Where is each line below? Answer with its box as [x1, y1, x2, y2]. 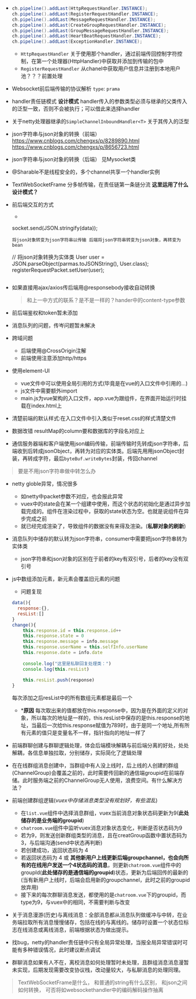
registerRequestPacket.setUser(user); [11, 266, 105, 274]
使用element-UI [11, 367, 50, 375]
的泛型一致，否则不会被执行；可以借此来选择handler [11, 105, 140, 112]
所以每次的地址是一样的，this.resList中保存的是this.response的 [31, 714, 185, 721]
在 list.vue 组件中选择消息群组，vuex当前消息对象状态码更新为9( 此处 [20, 809, 189, 816]
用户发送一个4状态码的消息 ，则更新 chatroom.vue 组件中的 [41, 862, 181, 869]
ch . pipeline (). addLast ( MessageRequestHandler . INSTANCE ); [11, 17, 156, 23]
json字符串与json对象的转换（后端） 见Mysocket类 [11, 156, 137, 163]
